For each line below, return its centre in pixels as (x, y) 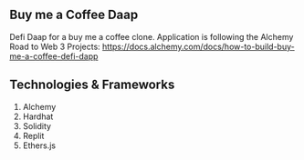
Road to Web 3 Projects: (55, 46)
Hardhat (38, 116)
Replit (33, 135)
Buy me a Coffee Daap (74, 15)
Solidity (37, 125)
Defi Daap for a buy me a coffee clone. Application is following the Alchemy (152, 36)
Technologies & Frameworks (92, 85)
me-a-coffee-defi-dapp (54, 56)
